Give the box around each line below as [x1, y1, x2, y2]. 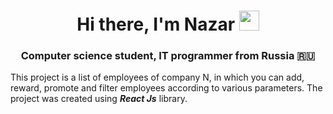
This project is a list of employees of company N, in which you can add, [10, 71, 305, 84]
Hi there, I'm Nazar [76, 13, 236, 36]
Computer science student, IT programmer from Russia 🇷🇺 [20, 49, 316, 63]
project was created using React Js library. [10, 93, 188, 105]
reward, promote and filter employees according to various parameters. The [10, 82, 323, 94]
